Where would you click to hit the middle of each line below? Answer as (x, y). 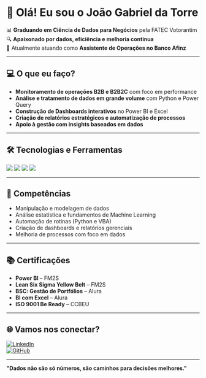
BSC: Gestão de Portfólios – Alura (59, 291)
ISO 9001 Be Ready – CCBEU (52, 304)
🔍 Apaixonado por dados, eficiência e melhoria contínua (80, 39)
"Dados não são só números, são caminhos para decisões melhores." (97, 368)
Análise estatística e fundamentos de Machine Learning (86, 215)
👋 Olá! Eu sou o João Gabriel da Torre (102, 13)
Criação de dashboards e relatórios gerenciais (74, 228)
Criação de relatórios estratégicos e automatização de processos (100, 118)
